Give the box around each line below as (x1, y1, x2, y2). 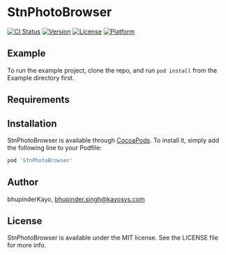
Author (7, 176, 38, 189)
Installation (7, 117, 57, 129)
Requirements (7, 94, 70, 105)
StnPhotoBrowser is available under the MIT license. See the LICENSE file (7, 233, 218, 242)
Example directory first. (7, 73, 75, 82)
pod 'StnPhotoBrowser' (7, 156, 73, 164)
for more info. (7, 241, 47, 249)
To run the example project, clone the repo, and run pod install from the (7, 66, 218, 74)
